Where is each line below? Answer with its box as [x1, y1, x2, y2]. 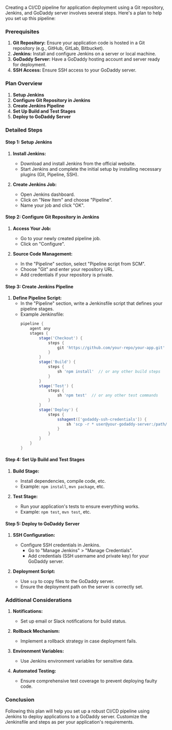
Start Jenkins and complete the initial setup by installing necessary [20, 166, 162, 172]
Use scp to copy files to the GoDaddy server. [20, 578, 115, 585]
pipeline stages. [20, 306, 54, 312]
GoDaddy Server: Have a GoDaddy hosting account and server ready [12, 56, 160, 62]
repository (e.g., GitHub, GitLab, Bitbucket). [12, 45, 104, 51]
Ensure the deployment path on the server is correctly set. [20, 583, 143, 590]
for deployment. [12, 62, 47, 68]
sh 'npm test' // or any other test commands [57, 393, 159, 398]
